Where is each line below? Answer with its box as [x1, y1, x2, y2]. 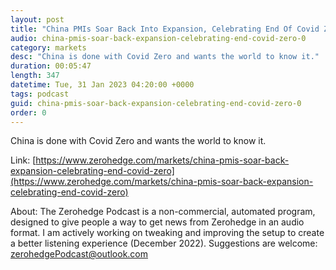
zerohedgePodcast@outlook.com [10, 248, 149, 260]
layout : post [10, 14, 65, 25]
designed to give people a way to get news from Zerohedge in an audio [10, 216, 305, 228]
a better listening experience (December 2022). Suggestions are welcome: [10, 237, 318, 250]
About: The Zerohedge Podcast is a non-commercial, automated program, [10, 206, 316, 218]
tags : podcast [10, 89, 70, 99]
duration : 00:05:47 [10, 61, 92, 71]
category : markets [10, 42, 87, 53]
